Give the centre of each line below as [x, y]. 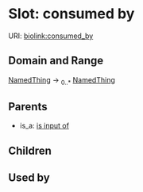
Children [30, 150]
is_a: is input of [44, 126]
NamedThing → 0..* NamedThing [62, 81]
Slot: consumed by [71, 14]
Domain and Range [56, 61]
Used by [29, 178]
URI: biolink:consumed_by [51, 36]
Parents [28, 107]
